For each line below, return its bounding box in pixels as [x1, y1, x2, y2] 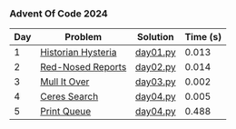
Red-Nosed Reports [40, 61, 127, 74]
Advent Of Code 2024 [9, 7, 109, 20]
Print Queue [40, 105, 92, 118]
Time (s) [184, 31, 222, 44]
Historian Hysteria [40, 46, 117, 59]
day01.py [134, 46, 176, 59]
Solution [137, 31, 174, 44]
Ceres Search [40, 90, 99, 103]
